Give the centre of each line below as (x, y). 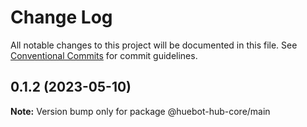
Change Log (61, 17)
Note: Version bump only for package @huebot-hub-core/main (140, 111)
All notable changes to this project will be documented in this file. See (154, 45)
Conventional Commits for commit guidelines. (104, 55)
